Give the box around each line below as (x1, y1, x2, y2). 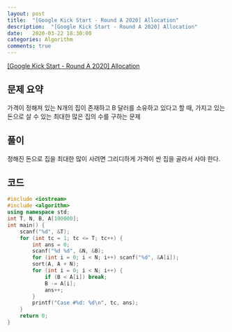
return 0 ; (20, 312, 49, 319)
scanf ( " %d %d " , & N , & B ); (32, 248, 105, 255)
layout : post (7, 10, 45, 17)
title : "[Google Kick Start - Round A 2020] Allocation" (7, 17, 179, 24)
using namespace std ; (7, 209, 70, 216)
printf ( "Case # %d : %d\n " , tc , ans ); (32, 299, 139, 307)
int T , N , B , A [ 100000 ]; (7, 216, 79, 222)
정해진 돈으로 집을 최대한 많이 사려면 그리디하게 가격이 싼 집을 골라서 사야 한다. (7, 154, 221, 163)
